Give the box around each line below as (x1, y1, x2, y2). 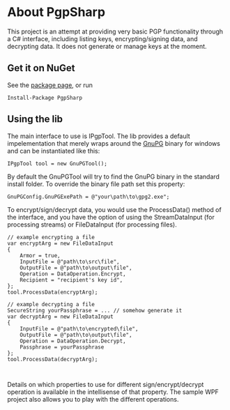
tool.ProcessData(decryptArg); (7, 356, 98, 363)
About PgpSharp (7, 4, 106, 20)
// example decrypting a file (7, 301, 95, 307)
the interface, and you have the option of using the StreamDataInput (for (7, 213, 215, 221)
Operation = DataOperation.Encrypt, (20, 270, 127, 278)
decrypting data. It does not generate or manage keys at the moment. (7, 42, 207, 50)
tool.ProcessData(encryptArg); (7, 289, 98, 296)
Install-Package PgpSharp (7, 94, 82, 101)
